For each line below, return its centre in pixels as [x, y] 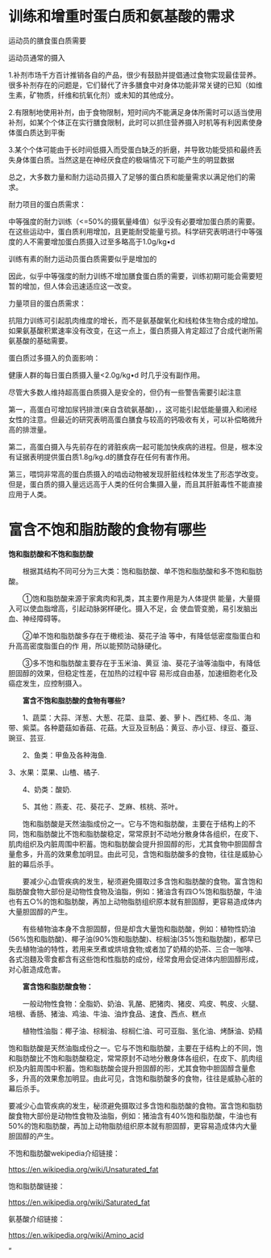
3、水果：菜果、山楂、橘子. [54, 772]
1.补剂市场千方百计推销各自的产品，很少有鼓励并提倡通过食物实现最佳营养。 [134, 74]
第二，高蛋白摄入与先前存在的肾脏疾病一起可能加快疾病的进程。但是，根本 [132, 446]
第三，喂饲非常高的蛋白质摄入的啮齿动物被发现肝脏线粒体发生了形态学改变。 [135, 474]
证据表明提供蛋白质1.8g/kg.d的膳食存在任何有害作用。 [105, 457]
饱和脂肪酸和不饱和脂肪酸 [51, 554]
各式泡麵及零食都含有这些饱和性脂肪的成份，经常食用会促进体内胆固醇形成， [135, 959]
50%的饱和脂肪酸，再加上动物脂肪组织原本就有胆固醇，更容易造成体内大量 [133, 1125]
